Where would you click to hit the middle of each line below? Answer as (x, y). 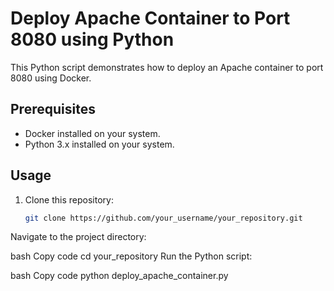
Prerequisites (53, 109)
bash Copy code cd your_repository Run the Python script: (131, 256)
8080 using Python (92, 39)
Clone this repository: (69, 199)
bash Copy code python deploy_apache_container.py (119, 276)
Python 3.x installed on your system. (99, 144)
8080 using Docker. (51, 78)
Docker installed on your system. (92, 133)
